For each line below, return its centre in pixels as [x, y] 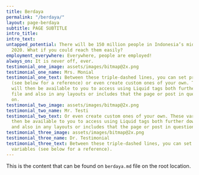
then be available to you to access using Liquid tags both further [98, 122]
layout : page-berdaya [33, 22]
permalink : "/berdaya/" [36, 17]
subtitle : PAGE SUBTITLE [37, 28]
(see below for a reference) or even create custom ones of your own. [100, 83]
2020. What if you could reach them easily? [67, 50]
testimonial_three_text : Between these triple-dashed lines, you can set [99, 143]
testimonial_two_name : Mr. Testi [47, 111]
